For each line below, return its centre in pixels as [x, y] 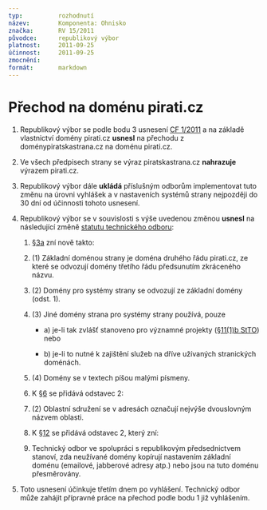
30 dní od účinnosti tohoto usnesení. [80, 203]
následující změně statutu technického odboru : [97, 227]
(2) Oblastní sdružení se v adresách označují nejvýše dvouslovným [141, 408]
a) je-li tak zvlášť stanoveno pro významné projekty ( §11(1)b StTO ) [151, 329]
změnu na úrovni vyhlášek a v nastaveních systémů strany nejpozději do [139, 194]
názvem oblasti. [58, 417]
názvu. [43, 275]
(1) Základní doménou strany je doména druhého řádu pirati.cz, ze [140, 257]
